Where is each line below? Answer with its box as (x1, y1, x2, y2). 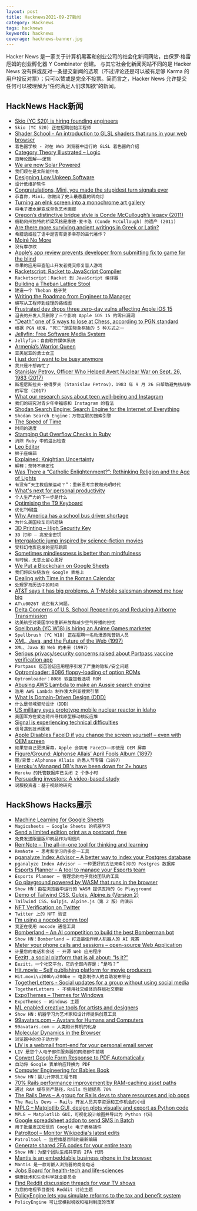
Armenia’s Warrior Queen (14, 343, 76, 350)
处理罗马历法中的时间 (14, 582, 59, 588)
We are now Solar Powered (14, 161, 81, 168)
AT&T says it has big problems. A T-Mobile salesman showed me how (14, 587, 183, 594)
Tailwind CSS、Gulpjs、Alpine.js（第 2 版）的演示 (14, 899, 133, 904)
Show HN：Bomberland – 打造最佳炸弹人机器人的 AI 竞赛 (14, 936, 140, 942)
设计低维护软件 (14, 181, 46, 187)
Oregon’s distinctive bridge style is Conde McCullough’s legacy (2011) (14, 211, 184, 218)
